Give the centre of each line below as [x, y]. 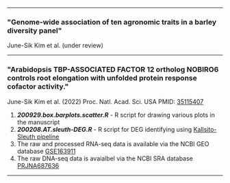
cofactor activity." [38, 87]
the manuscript [38, 122]
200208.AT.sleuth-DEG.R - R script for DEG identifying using [104, 129]
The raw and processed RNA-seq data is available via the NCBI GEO [113, 143]
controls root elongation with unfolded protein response [102, 78]
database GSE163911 [46, 151]
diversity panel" [35, 30]
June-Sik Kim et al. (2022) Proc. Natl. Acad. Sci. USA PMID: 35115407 [105, 101]
